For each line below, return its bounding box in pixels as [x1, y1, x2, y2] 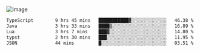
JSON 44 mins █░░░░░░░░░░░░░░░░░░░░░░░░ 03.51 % [6, 40, 194, 46]
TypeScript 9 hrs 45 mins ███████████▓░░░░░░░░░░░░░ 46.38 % [6, 18, 194, 24]
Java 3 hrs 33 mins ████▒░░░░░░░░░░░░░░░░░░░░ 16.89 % [6, 23, 194, 29]
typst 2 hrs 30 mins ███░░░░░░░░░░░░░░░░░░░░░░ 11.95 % [6, 34, 194, 41]
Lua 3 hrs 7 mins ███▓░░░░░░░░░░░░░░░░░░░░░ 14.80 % [6, 28, 194, 34]
